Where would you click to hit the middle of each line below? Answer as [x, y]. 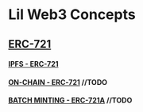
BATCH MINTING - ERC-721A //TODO [70, 100]
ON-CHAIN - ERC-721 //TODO [58, 82]
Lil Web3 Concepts [72, 15]
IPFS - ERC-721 [33, 64]
